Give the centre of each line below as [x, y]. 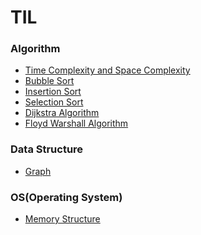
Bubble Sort [49, 81]
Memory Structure [62, 219]
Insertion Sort [53, 92]
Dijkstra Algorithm [62, 113]
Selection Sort [54, 102]
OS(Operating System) [66, 197]
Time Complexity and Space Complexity [107, 70]
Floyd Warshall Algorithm [76, 123]
